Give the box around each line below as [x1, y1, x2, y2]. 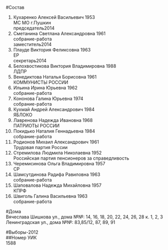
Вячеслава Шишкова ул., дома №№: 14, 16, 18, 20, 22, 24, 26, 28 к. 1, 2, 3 [6, 214, 163, 220]
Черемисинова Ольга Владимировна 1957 [13, 161, 106, 166]
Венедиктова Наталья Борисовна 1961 [13, 74, 97, 80]
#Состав [6, 5, 25, 10]
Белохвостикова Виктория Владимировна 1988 [13, 63, 116, 69]
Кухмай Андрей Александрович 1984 [13, 107, 95, 112]
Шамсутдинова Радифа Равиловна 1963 [13, 171, 101, 178]
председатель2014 [13, 25, 55, 31]
